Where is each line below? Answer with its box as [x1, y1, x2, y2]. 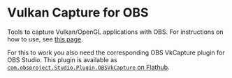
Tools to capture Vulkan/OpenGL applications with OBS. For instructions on [7, 28, 224, 36]
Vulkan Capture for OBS [7, 5, 149, 21]
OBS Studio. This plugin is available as [7, 55, 117, 64]
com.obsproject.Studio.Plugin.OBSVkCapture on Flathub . [7, 63, 170, 71]
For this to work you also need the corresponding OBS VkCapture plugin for [7, 48, 225, 57]
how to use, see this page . [7, 35, 83, 43]
